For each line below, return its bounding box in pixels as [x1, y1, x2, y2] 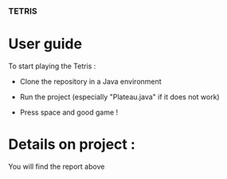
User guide [8, 35, 82, 53]
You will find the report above [8, 161, 105, 171]
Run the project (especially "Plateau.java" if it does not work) [19, 91, 221, 101]
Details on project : [8, 135, 135, 154]
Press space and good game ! [19, 107, 119, 117]
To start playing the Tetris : [8, 61, 96, 71]
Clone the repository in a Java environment [19, 76, 162, 86]
